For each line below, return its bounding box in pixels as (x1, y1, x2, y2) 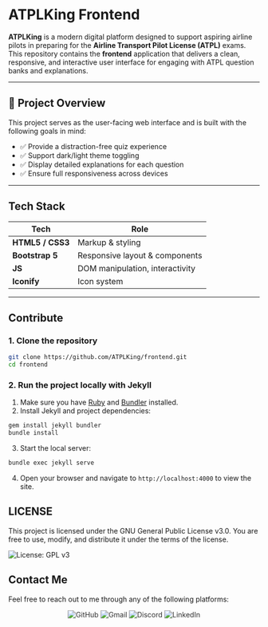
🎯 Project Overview (8, 97, 106, 110)
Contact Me (8, 573, 68, 587)
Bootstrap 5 (12, 250, 58, 261)
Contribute (8, 311, 64, 325)
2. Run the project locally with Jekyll (8, 379, 152, 390)
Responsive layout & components (77, 250, 203, 261)
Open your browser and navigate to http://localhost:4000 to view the (19, 473, 252, 483)
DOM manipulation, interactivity (77, 262, 195, 274)
